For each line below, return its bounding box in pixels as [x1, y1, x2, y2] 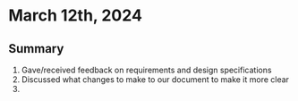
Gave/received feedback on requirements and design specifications [21, 64, 272, 75]
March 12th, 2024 [8, 5, 142, 26]
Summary [8, 41, 64, 56]
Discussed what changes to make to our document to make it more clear [21, 74, 290, 85]
